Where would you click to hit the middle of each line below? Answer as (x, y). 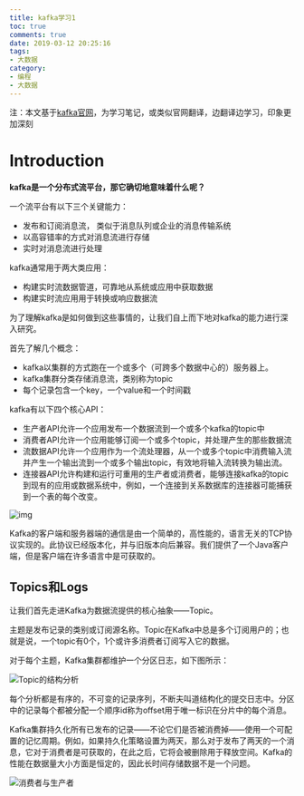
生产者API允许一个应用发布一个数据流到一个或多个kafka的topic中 (143, 428)
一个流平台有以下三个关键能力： (69, 206)
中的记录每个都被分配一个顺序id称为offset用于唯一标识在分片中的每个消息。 (150, 710)
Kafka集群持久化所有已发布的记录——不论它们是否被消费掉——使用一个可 (147, 730)
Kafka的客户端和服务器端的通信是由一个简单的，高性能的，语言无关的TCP (147, 533)
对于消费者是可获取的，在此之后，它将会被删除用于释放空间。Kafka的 (162, 752)
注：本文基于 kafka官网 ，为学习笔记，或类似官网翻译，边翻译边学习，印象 (147, 112)
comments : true (38, 34)
